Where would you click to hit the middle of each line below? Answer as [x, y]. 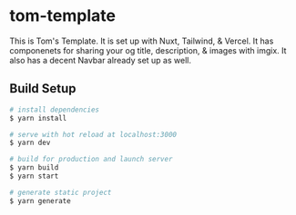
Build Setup [43, 88]
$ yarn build [34, 168]
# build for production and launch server [91, 160]
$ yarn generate [40, 200]
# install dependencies [55, 110]
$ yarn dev [30, 143]
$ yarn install [38, 118]
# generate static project [61, 192]
